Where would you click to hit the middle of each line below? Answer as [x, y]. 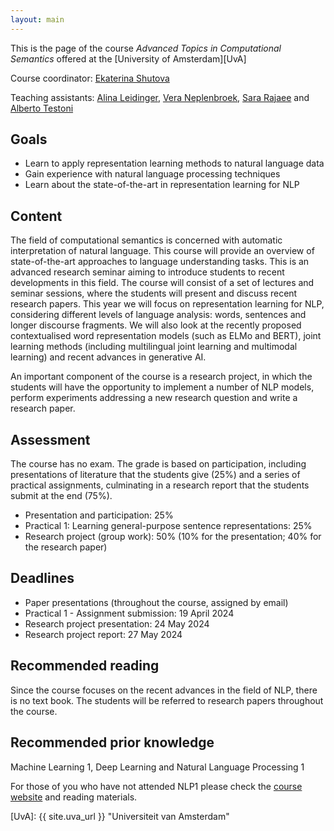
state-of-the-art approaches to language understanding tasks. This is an [160, 262]
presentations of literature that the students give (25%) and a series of [155, 475]
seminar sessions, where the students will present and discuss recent [154, 293]
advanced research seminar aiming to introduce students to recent [147, 272]
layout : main [37, 19]
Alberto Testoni [42, 108]
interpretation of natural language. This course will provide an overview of [162, 251]
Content [36, 216]
